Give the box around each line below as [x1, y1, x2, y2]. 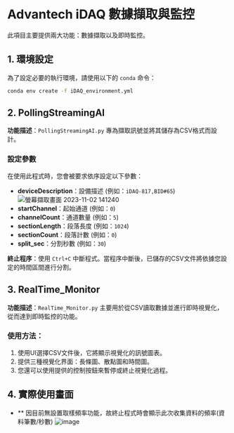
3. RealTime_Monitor [7, 284, 100, 295]
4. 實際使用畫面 [7, 389, 74, 401]
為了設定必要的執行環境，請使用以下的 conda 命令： [7, 73, 156, 81]
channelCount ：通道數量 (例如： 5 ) [17, 213, 119, 221]
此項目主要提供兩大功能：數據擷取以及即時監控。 [7, 31, 149, 39]
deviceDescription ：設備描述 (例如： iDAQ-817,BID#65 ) [17, 187, 176, 195]
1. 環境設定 [7, 53, 54, 65]
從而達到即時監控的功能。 [7, 312, 82, 320]
